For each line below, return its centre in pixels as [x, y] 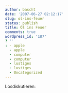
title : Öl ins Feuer [26, 28]
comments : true [20, 32]
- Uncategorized [26, 73]
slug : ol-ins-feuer [25, 18]
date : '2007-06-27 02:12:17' [34, 14]
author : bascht [20, 9]
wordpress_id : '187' [26, 37]
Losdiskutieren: [20, 86]
